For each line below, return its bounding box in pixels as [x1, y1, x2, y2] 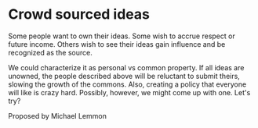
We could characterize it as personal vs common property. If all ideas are [8, 62, 245, 72]
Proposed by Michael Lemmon [8, 111, 107, 120]
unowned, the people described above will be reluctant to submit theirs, [8, 71, 241, 80]
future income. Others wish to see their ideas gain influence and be [8, 39, 226, 48]
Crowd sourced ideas [8, 5, 151, 23]
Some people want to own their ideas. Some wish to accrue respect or [8, 31, 235, 41]
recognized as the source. [8, 48, 93, 57]
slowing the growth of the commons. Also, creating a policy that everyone [8, 80, 247, 89]
